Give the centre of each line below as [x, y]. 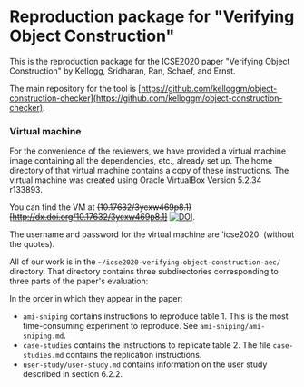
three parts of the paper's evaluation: [79, 281]
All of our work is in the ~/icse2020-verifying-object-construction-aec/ [145, 262]
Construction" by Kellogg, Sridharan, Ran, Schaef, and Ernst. [123, 71]
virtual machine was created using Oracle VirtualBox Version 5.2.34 [136, 180]
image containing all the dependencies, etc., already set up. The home [141, 161]
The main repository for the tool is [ [75, 88]
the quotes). [32, 244]
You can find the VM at [52, 207]
